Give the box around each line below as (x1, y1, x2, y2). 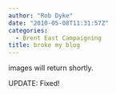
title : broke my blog (8, 41, 81, 49)
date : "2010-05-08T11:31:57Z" (8, 19, 110, 27)
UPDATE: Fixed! (8, 79, 60, 88)
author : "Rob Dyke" (8, 11, 74, 20)
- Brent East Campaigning (15, 33, 102, 42)
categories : (8, 26, 48, 34)
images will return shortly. (8, 63, 94, 72)
